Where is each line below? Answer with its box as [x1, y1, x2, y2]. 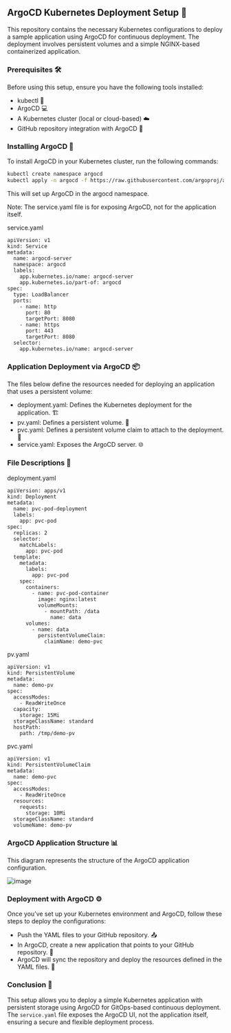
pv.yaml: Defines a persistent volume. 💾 [16, 419, 129, 427]
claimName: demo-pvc [43, 638, 103, 645]
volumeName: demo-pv [13, 821, 72, 828]
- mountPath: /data [43, 608, 100, 614]
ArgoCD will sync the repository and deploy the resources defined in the [16, 956, 222, 964]
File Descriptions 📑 [7, 458, 71, 468]
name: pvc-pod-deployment [13, 505, 88, 512]
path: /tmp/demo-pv [19, 730, 76, 736]
